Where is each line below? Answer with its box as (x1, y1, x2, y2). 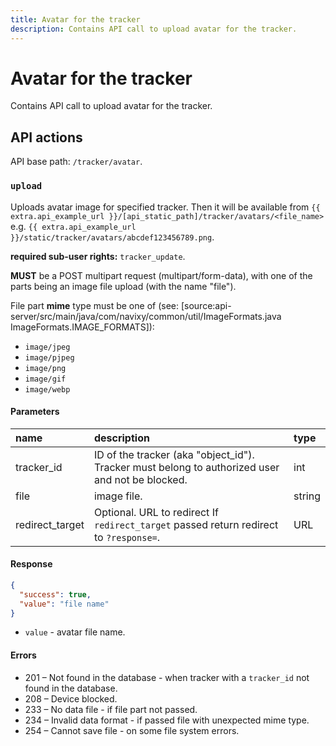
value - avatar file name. (24, 626, 126, 638)
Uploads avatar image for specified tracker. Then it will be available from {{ (10, 201, 321, 213)
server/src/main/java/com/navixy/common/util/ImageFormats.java (10, 310, 282, 322)
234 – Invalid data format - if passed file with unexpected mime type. (24, 714, 310, 726)
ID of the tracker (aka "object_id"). (93, 447, 255, 461)
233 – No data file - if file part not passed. (24, 703, 198, 715)
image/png (24, 363, 67, 373)
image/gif (24, 374, 67, 384)
